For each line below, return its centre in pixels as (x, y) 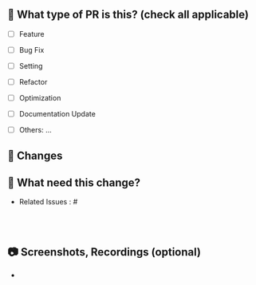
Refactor (33, 82)
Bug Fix (32, 49)
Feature (32, 34)
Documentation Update (57, 114)
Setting (31, 65)
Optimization (40, 98)
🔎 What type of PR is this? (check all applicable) (128, 15)
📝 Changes (35, 155)
